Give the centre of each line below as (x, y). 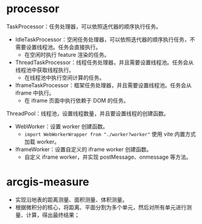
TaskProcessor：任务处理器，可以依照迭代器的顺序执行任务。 (84, 26)
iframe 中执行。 (35, 93)
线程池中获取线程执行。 (45, 70)
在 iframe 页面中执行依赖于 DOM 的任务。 (77, 100)
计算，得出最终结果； (53, 215)
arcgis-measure (48, 182)
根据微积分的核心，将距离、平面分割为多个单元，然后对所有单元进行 (101, 207)
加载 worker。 (42, 142)
